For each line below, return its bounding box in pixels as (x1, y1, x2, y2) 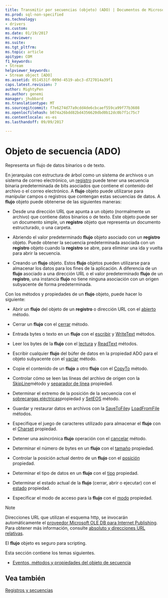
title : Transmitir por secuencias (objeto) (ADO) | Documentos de (5, 7, 146, 13)
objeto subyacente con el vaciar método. (12, 355, 97, 362)
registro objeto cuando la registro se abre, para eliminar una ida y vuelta (12, 245, 163, 251)
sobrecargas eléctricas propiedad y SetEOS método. (12, 395, 120, 402)
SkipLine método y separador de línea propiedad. (12, 380, 113, 386)
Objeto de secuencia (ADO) (5, 145, 121, 157)
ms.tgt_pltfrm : (5, 45, 37, 50)
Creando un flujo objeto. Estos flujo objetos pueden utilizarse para (12, 260, 150, 266)
